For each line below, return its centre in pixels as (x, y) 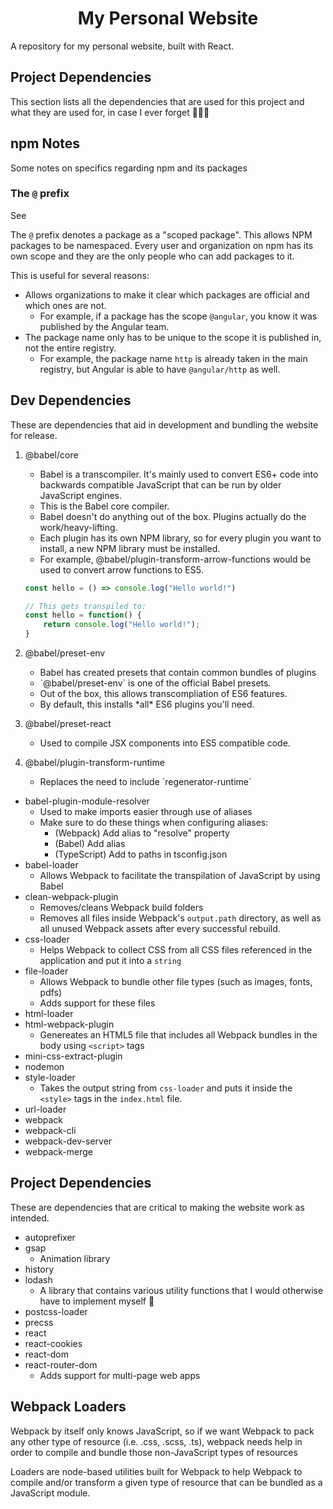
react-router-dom (61, 1364)
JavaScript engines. (81, 495)
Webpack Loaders (68, 1407)
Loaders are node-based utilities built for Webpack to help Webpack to (156, 1471)
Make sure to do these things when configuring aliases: (154, 823)
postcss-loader (56, 1311)
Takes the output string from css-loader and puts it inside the (166, 1088)
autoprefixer (50, 1237)
